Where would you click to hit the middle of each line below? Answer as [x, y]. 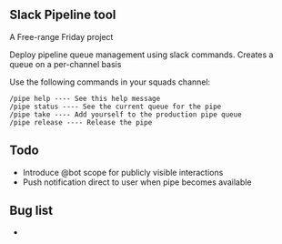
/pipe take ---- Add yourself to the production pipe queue [126, 114]
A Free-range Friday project [61, 36]
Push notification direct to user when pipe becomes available [137, 182]
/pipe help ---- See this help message [85, 98]
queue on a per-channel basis [65, 64]
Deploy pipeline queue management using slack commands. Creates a [141, 55]
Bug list [31, 211]
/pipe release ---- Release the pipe [81, 122]
